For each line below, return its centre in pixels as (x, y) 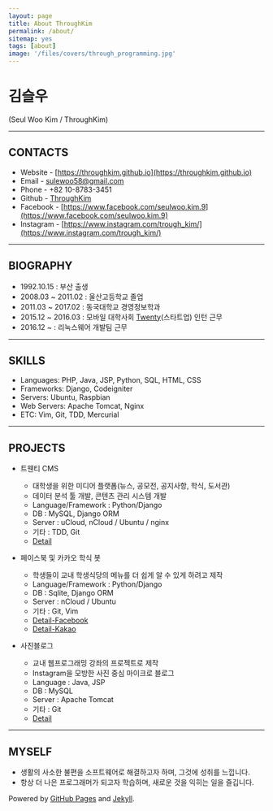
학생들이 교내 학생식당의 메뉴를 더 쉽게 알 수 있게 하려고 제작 (128, 575)
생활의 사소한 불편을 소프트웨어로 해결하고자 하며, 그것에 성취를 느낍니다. (135, 772)
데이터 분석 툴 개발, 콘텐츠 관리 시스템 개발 (100, 496)
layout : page (30, 16)
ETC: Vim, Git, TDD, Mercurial (69, 414)
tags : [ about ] (32, 46)
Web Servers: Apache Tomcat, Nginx (82, 406)
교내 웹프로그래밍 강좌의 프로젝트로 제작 (95, 663)
